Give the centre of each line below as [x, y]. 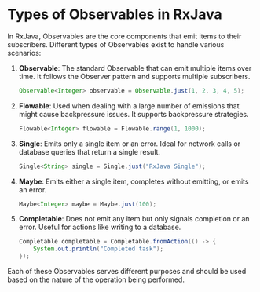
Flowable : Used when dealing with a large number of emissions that [129, 106]
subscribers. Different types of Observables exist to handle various [116, 44]
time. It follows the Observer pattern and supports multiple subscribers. [134, 76]
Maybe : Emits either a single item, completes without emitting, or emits [134, 181]
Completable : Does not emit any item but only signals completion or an [134, 219]
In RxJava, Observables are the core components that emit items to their [125, 36]
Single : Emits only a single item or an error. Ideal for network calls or [130, 144]
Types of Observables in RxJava [115, 15]
